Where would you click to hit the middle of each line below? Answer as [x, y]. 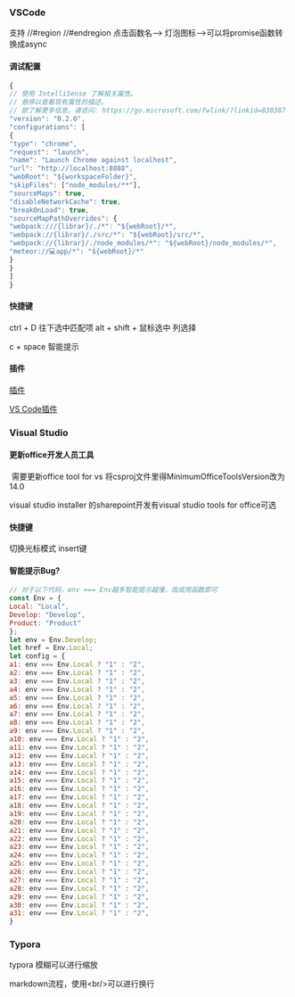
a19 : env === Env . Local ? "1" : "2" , [79, 813]
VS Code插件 [33, 408]
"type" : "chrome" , [43, 144]
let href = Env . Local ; [51, 648]
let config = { [37, 656]
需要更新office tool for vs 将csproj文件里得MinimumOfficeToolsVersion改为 [148, 476]
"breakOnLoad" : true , [49, 210]
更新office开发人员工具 [52, 455]
